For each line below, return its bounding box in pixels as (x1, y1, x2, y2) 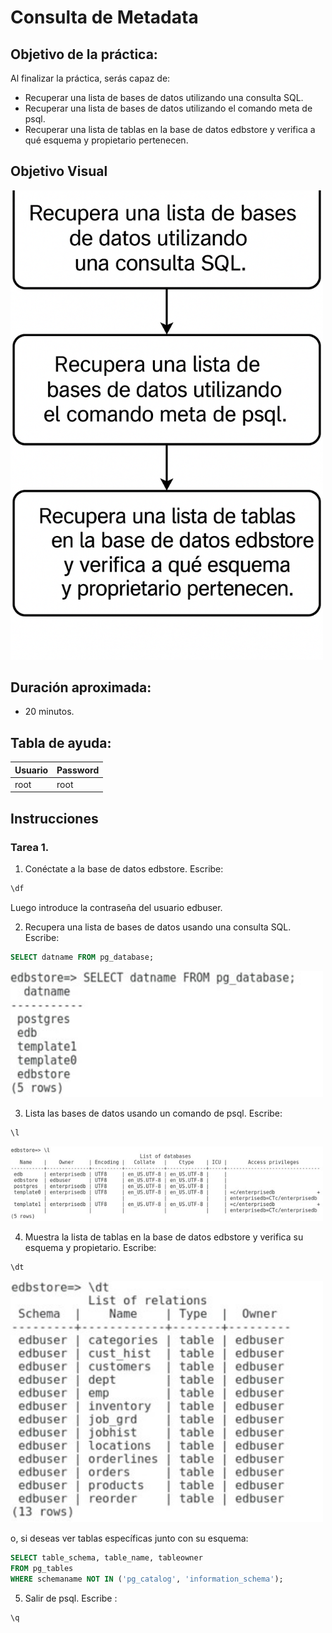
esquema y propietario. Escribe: (24, 1241, 157, 1253)
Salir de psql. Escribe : (24, 1592, 118, 1604)
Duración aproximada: (10, 679, 152, 696)
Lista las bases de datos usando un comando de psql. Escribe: (24, 1107, 283, 1120)
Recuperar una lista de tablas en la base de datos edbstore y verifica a (24, 124, 316, 135)
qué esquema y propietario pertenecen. (24, 134, 189, 146)
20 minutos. (24, 706, 75, 718)
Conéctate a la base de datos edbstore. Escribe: (24, 863, 224, 875)
